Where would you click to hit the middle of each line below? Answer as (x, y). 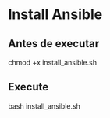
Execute (28, 87)
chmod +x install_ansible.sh (53, 62)
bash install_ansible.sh (44, 106)
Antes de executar (54, 44)
